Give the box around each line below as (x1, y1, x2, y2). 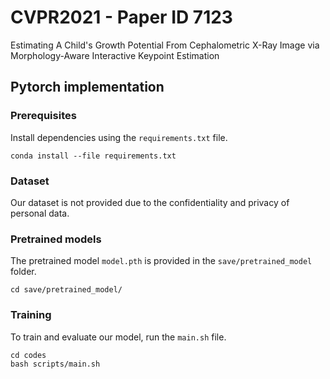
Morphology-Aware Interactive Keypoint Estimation (10, 49, 220, 61)
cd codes (10, 350, 47, 360)
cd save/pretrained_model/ (10, 285, 123, 295)
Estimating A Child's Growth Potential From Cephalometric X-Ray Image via (10, 39, 320, 51)
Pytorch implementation (10, 79, 165, 96)
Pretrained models (10, 232, 102, 246)
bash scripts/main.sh (10, 359, 101, 369)
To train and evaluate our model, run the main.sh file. (10, 331, 227, 343)
